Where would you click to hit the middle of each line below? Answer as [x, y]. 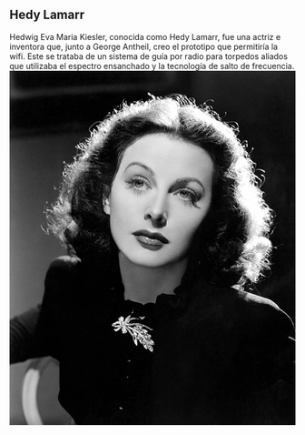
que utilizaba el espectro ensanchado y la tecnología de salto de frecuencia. [152, 66]
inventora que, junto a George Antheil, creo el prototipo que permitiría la [144, 46]
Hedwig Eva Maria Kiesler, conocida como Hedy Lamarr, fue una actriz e [145, 36]
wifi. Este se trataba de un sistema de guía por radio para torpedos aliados [149, 56]
